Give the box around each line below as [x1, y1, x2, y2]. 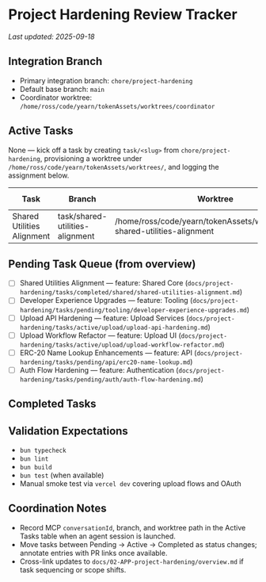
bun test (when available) [19, 470, 104, 480]
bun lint [19, 454, 49, 463]
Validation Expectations [8, 424, 128, 438]
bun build [19, 463, 53, 471]
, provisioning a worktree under [40, 153, 142, 163]
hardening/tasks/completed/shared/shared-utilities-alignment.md [19, 289, 240, 297]
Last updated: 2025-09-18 [8, 32, 95, 41]
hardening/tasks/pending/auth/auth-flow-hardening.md [19, 375, 201, 384]
